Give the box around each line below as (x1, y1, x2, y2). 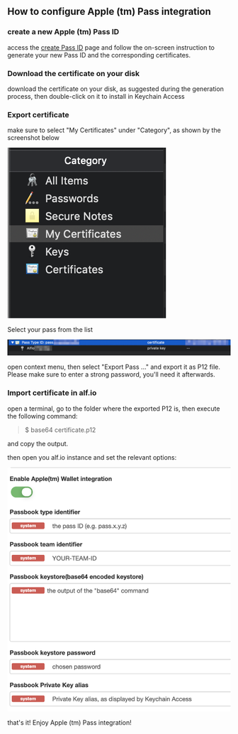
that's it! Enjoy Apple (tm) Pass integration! (7, 718, 132, 727)
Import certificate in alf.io (7, 388, 97, 398)
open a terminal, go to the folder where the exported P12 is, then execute (7, 404, 220, 413)
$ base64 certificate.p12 (24, 426, 96, 434)
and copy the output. (7, 439, 69, 448)
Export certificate (7, 109, 69, 119)
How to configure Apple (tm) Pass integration (7, 6, 211, 18)
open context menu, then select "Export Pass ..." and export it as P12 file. (7, 362, 221, 372)
